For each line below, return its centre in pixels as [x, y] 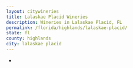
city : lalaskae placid [34, 44]
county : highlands [29, 38]
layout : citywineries [33, 11]
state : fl [18, 33]
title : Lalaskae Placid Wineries [47, 17]
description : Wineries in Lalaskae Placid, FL [64, 22]
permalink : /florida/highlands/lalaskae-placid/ [67, 28]
